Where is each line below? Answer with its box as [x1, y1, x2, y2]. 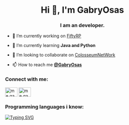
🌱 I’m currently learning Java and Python [12, 43, 96, 49]
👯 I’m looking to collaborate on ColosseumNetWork [12, 52, 116, 58]
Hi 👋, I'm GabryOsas [41, 4, 124, 16]
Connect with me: [5, 76, 49, 83]
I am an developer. [60, 22, 105, 29]
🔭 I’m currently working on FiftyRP [12, 33, 81, 39]
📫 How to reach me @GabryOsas [12, 62, 82, 68]
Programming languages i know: [5, 103, 84, 110]
